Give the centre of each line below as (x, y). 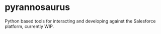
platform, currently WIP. (29, 26)
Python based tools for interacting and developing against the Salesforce (80, 21)
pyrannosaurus (37, 7)
